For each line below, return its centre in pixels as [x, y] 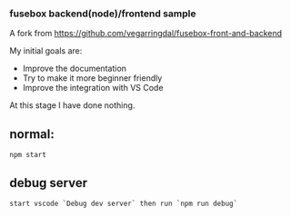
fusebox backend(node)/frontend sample [103, 14]
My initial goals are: [46, 51]
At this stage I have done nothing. [72, 105]
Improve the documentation [75, 69]
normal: [32, 134]
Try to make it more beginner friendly [92, 78]
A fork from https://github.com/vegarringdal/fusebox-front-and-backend [146, 34]
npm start [28, 155]
